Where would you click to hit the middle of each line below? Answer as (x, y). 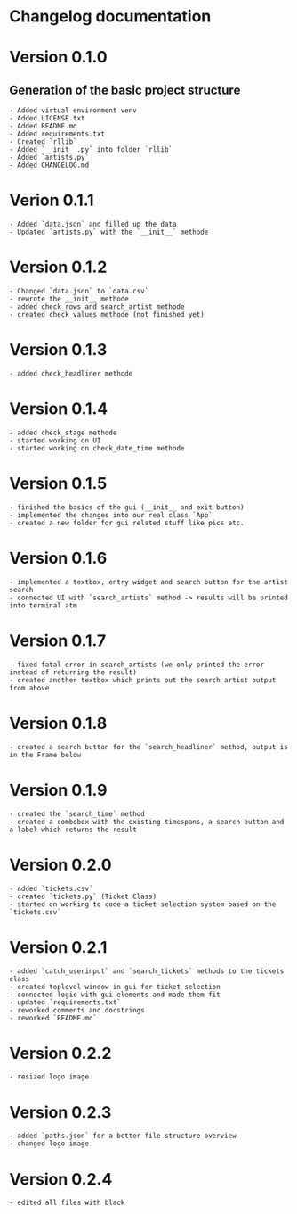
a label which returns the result (73, 830)
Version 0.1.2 (58, 267)
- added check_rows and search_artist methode (97, 307)
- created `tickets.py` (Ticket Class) (83, 896)
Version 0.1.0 (59, 58)
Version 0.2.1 (58, 947)
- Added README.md (43, 127)
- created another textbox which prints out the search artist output (143, 680)
